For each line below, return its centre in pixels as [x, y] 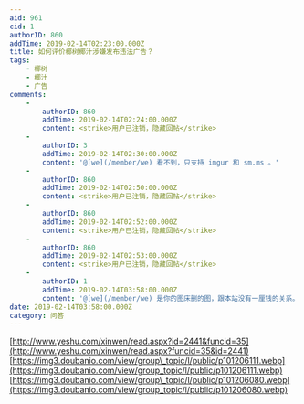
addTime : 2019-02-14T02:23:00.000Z [77, 43]
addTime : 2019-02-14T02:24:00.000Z [110, 120]
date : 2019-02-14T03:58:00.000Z [71, 307]
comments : [28, 94]
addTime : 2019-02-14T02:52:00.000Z [110, 222]
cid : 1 [22, 27]
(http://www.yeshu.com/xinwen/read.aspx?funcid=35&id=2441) [129, 351]
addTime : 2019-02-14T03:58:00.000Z [110, 290]
